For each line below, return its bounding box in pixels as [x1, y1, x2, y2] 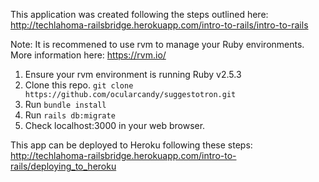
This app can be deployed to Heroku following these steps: [10, 139, 253, 151]
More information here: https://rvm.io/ [10, 49, 167, 61]
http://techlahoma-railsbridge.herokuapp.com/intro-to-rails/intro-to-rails [10, 19, 309, 31]
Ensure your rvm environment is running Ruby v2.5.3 [24, 69, 242, 80]
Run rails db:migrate [24, 109, 116, 121]
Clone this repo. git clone [24, 79, 134, 91]
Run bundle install [24, 99, 107, 110]
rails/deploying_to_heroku [10, 160, 117, 172]
